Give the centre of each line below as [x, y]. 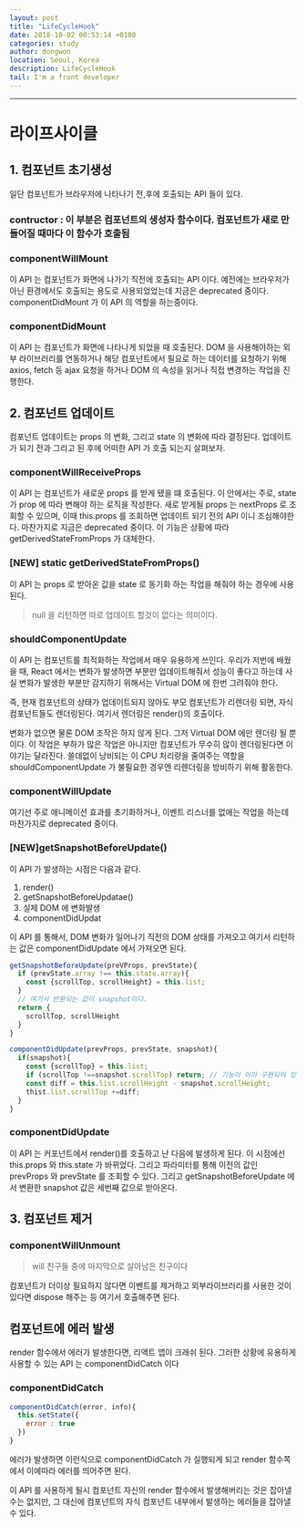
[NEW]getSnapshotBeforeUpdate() [88, 848]
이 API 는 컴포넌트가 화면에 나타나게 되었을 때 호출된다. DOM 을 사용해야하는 [145, 347]
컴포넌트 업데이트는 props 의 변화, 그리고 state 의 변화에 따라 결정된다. [135, 437]
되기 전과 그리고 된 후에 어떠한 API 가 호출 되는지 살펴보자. [122, 449]
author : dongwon [40, 52]
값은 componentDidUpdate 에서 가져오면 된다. [102, 948]
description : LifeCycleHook [63, 69]
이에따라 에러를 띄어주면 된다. [78, 1470]
